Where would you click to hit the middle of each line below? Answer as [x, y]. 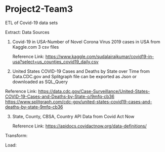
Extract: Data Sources [27, 32]
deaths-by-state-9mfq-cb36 [34, 107]
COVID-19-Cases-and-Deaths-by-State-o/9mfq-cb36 [60, 96]
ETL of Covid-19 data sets [32, 23]
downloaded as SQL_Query [40, 82]
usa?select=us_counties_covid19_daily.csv [55, 61]
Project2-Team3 [39, 9]
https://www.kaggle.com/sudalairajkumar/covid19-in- [100, 56]
